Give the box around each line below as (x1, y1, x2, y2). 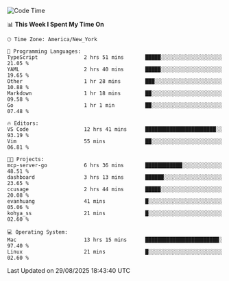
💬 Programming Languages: (7, 48, 81, 55)
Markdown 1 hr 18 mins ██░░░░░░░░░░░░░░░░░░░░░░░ (7, 90, 223, 97)
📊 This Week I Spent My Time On (7, 21, 104, 28)
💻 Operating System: (7, 229, 69, 236)
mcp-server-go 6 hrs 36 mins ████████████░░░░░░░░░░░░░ (7, 162, 223, 169)
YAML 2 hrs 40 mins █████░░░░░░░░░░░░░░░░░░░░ (7, 66, 223, 73)
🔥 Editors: (7, 120, 39, 127)
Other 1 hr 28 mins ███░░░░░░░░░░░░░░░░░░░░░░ (7, 78, 223, 85)
